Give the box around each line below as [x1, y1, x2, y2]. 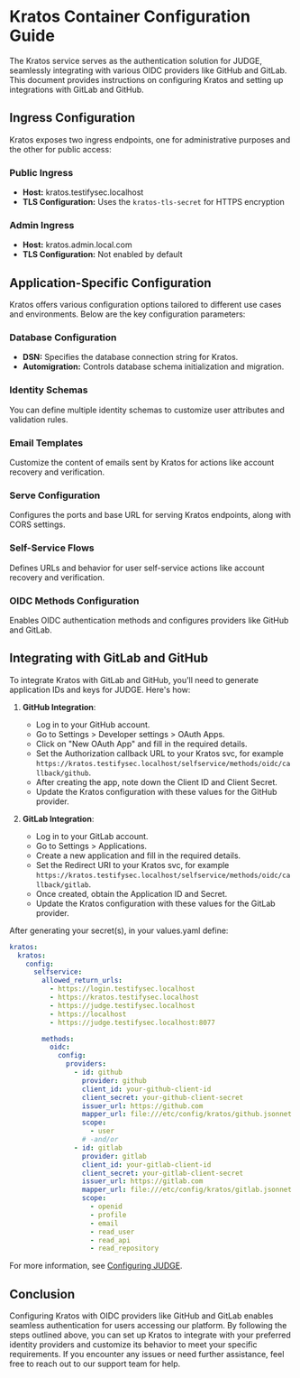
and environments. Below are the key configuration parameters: [9, 309, 246, 319]
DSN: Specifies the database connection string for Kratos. [22, 352, 239, 363]
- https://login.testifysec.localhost [49, 985, 195, 994]
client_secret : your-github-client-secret [81, 1093, 244, 1102]
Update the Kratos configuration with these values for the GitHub [35, 786, 277, 797]
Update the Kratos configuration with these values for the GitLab [35, 898, 277, 909]
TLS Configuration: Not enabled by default [22, 249, 183, 260]
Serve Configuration [9, 489, 101, 502]
